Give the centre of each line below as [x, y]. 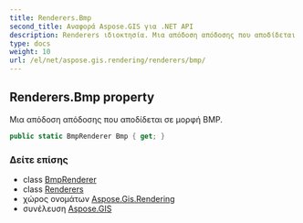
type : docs [30, 43]
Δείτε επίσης [39, 159]
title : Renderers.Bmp [51, 18]
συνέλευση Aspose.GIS [67, 208]
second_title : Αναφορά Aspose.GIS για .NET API [102, 27]
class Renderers [53, 189]
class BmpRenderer [60, 179]
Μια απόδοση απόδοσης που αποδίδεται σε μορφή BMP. [116, 119]
